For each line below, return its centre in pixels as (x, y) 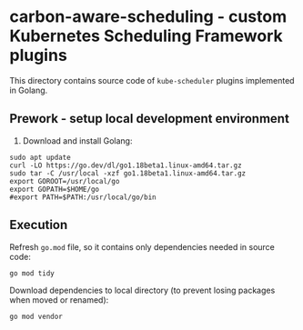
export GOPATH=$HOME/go (55, 189)
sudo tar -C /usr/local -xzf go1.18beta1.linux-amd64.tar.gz (128, 173)
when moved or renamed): (59, 300)
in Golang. (29, 90)
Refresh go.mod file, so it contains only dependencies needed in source (142, 246)
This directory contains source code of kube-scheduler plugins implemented (152, 80)
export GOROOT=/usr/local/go (65, 181)
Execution (39, 225)
